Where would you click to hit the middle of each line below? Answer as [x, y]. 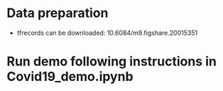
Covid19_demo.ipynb [70, 77]
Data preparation [58, 13]
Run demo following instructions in [112, 61]
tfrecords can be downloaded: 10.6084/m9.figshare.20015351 [107, 33]
